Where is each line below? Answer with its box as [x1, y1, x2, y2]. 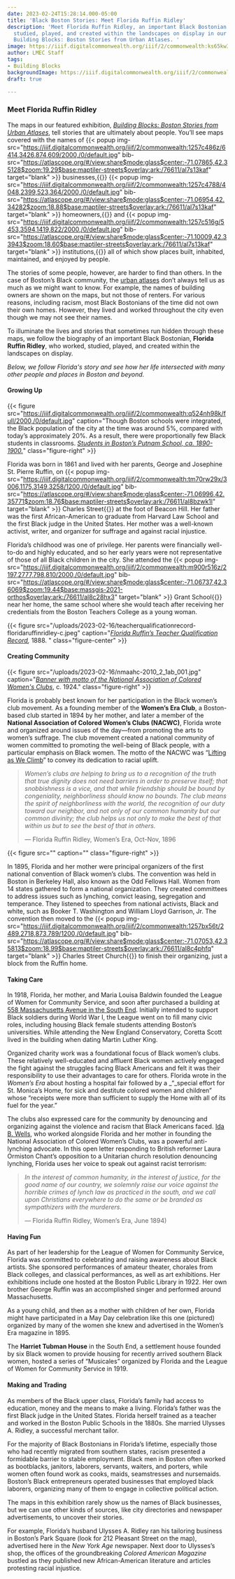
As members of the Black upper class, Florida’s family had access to [7, 1396, 204, 1404]
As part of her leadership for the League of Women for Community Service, [7, 1248, 225, 1256]
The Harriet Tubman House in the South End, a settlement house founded [7, 1342, 221, 1350]
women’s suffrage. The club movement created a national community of [7, 733, 215, 742]
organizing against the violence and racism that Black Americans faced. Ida [7, 1123, 225, 1131]
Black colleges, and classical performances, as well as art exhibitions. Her [7, 1270, 220, 1279]
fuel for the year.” [7, 1102, 57, 1110]
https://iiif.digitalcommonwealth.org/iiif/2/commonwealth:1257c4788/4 [23, 180, 226, 189]
